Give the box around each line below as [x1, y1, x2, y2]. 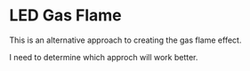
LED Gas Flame [9, 5, 122, 26]
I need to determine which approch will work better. [9, 51, 198, 62]
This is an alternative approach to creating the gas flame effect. [9, 35, 242, 45]
